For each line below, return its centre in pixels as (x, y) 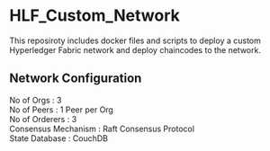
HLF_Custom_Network (94, 16)
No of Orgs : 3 (36, 100)
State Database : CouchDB (58, 138)
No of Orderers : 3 (43, 119)
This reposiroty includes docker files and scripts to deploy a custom (135, 40)
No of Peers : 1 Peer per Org (62, 110)
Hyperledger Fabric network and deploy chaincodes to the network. (135, 49)
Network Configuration (76, 79)
